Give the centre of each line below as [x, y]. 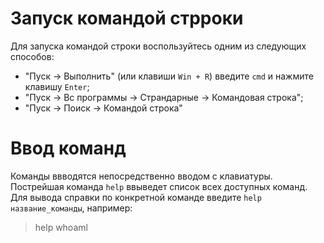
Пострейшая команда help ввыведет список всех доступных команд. [159, 186]
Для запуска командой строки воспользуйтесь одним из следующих [158, 46]
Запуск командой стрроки [127, 18]
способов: [32, 56]
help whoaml [61, 227]
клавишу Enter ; [57, 86]
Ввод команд [68, 148]
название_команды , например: [71, 208]
